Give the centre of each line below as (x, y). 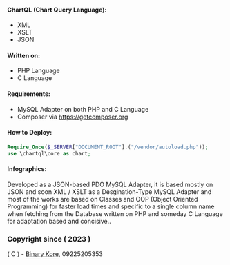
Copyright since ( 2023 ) (49, 239)
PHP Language (38, 71)
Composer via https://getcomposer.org (73, 117)
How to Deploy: (30, 132)
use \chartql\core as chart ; (49, 153)
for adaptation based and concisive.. (59, 221)
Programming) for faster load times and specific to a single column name (111, 206)
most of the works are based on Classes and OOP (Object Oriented (103, 199)
